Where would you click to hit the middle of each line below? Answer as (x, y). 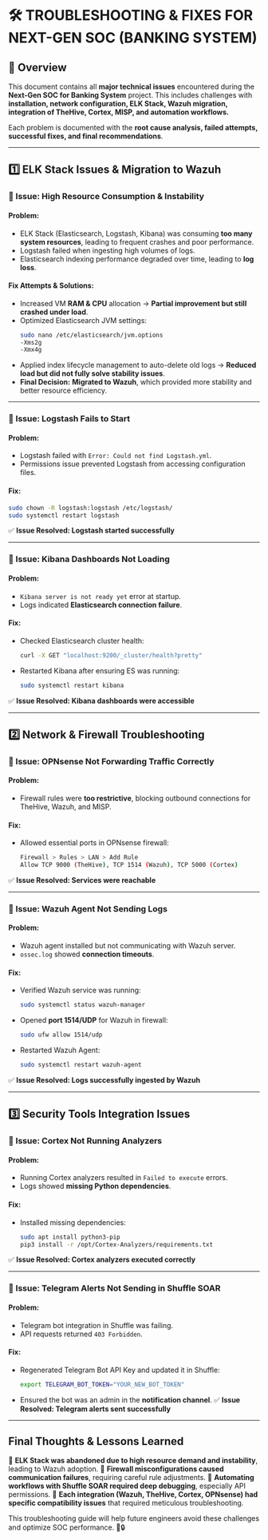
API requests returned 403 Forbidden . (81, 1334)
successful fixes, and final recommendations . (86, 136)
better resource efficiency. (63, 391)
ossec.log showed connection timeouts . (87, 954)
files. (28, 473)
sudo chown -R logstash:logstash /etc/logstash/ (91, 508)
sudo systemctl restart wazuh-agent (81, 1065)
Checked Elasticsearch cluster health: (82, 640)
